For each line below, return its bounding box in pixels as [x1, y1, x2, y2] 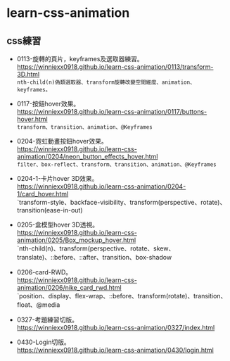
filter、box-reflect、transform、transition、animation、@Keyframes [16, 161, 217, 168]
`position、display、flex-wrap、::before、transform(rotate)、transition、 [16, 292, 227, 300]
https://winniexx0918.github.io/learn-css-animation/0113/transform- [16, 63, 214, 71]
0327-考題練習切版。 [16, 315, 79, 324]
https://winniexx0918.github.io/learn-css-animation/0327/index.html [16, 324, 215, 331]
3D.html [16, 70, 40, 78]
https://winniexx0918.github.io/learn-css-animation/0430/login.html [16, 346, 214, 354]
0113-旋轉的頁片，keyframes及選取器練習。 [16, 55, 143, 63]
